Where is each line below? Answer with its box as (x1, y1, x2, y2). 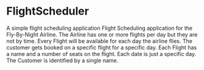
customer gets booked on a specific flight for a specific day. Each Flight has (6, 44, 197, 51)
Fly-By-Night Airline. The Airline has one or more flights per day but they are (6, 30, 198, 38)
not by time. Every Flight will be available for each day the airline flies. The (6, 37, 193, 44)
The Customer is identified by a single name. (6, 57, 119, 64)
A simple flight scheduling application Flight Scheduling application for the (6, 24, 193, 32)
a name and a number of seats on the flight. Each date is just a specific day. (6, 50, 197, 57)
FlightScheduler (6, 4, 90, 18)
